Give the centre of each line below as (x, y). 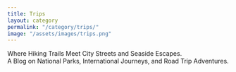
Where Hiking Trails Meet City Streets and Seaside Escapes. (95, 54)
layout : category (33, 20)
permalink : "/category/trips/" (53, 27)
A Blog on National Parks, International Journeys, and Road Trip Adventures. (118, 61)
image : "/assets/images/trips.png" (60, 34)
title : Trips (26, 14)
